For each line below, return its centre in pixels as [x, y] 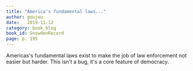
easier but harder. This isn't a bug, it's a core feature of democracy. [87, 62]
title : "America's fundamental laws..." [56, 11]
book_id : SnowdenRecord [35, 33]
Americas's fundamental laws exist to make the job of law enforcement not [97, 55]
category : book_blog [31, 28]
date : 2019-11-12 [30, 22]
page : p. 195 [22, 39]
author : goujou [25, 17]
